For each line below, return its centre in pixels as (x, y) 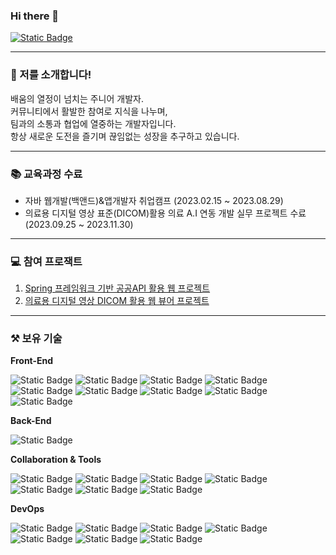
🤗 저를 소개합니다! (51, 75)
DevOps (27, 509)
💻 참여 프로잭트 (46, 261)
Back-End (31, 421)
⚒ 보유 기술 (36, 339)
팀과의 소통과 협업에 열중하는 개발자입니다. (93, 123)
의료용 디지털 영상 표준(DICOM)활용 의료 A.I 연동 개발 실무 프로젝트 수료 (165, 213)
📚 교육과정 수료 (46, 174)
